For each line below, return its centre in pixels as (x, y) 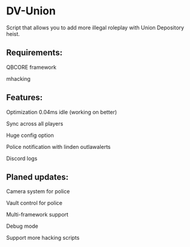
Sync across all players (35, 123)
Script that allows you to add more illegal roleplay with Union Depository (95, 28)
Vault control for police (34, 203)
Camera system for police (38, 191)
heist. (13, 33)
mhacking (19, 78)
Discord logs (22, 158)
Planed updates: (37, 177)
